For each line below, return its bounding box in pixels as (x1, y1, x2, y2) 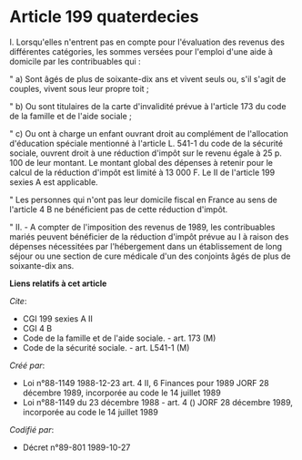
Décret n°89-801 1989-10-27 (22, 442, 131, 453)
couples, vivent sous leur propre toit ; (9, 83, 150, 94)
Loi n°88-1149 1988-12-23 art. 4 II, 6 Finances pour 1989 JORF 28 (22, 377, 270, 388)
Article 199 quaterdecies (9, 6, 199, 27)
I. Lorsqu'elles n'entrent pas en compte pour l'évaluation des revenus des (9, 36, 285, 47)
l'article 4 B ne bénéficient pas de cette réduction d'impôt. (9, 203, 228, 215)
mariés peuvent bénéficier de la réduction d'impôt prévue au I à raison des (9, 230, 289, 242)
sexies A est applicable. (9, 176, 98, 188)
